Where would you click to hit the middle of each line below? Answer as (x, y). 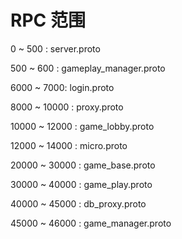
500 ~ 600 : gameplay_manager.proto (88, 68)
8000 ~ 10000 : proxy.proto (67, 107)
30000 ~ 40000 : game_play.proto (81, 184)
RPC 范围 (48, 20)
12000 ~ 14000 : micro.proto (69, 145)
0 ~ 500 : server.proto (55, 48)
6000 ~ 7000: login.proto (62, 87)
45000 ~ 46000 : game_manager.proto (91, 223)
